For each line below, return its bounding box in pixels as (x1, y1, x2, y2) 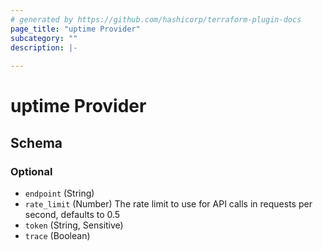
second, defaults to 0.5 (24, 209, 121, 220)
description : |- (10, 42, 78, 53)
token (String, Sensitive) (24, 219, 124, 231)
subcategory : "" (10, 33, 78, 43)
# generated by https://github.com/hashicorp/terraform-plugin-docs (10, 14, 302, 25)
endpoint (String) (24, 187, 95, 199)
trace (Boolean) (24, 230, 91, 241)
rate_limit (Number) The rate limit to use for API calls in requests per (24, 198, 313, 210)
